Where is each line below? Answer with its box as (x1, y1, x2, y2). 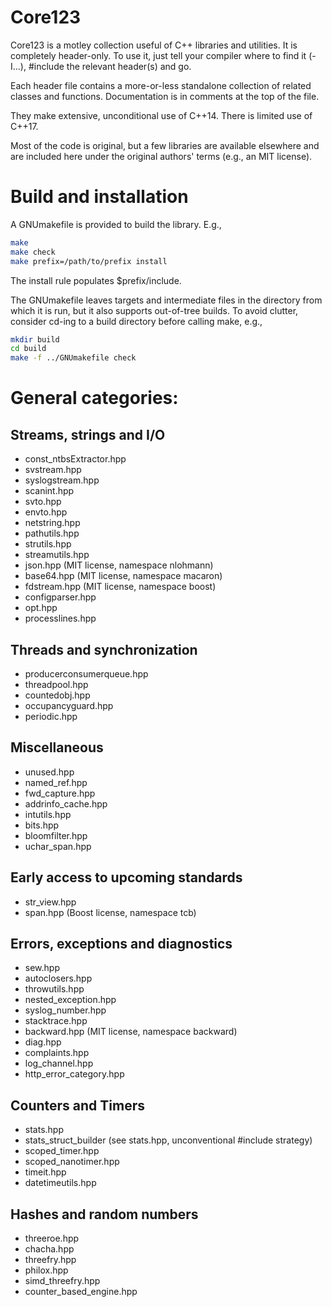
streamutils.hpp (24, 549, 90, 561)
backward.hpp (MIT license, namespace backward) (24, 1026, 238, 1038)
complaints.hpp (24, 1047, 90, 1059)
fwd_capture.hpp (24, 787, 96, 799)
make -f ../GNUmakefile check (10, 353, 137, 363)
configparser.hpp (24, 591, 97, 603)
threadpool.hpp (24, 678, 89, 690)
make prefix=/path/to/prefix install (10, 256, 168, 266)
